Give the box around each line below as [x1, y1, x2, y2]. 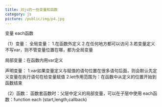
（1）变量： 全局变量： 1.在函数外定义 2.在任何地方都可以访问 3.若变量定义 [5, 41, 156, 47]
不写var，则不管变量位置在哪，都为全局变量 [5, 47, 93, 53]
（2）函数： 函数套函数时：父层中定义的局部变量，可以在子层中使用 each [5, 90, 153, 96]
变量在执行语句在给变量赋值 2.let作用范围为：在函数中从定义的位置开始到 [9, 74, 157, 80]
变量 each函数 [5, 30, 34, 36]
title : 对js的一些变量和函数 [5, 7, 58, 12]
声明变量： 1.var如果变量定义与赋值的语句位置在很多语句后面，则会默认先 [5, 68, 153, 74]
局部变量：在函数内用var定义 [5, 57, 63, 63]
